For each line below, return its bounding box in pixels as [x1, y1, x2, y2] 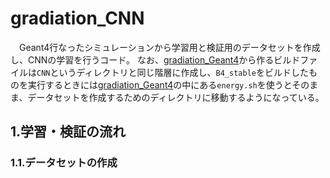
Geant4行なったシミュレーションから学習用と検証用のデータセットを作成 [18, 41, 321, 53]
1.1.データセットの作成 [10, 156, 118, 170]
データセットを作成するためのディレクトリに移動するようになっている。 [27, 91, 325, 103]
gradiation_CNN [10, 7, 145, 30]
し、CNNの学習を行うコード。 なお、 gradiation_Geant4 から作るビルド [10, 53, 301, 66]
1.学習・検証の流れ [10, 123, 127, 141]
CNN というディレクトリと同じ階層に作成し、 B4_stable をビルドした [36, 66, 309, 78]
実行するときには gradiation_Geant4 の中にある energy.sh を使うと [27, 78, 293, 91]
